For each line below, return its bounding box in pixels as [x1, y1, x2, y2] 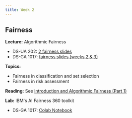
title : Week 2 [5, 7, 35, 12]
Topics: [5, 63, 21, 70]
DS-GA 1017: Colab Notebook [12, 108, 72, 114]
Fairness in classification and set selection [12, 73, 99, 79]
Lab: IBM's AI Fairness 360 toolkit [5, 98, 74, 104]
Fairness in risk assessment [12, 78, 69, 85]
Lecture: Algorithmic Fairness [5, 39, 66, 45]
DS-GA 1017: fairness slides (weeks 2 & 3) [12, 54, 98, 60]
